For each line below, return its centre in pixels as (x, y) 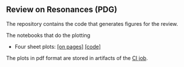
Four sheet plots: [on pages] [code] (58, 46)
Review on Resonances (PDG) (62, 10)
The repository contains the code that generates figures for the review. (92, 24)
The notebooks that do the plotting (48, 35)
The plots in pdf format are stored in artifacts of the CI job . (77, 58)
